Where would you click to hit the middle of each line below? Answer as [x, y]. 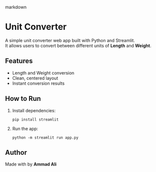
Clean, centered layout [35, 78]
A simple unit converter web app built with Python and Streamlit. [70, 40]
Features [19, 61]
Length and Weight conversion [43, 73]
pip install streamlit [35, 120]
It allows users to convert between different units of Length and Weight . [78, 46]
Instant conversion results [38, 83]
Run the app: [25, 128]
